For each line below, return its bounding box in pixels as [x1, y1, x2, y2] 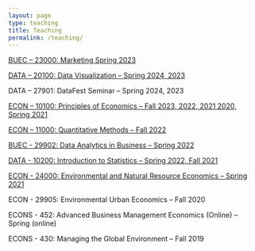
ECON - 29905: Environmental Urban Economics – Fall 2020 [8, 195, 206, 204]
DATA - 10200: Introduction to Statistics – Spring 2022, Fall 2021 [8, 156, 218, 165]
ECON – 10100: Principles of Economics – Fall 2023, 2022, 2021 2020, [8, 101, 237, 111]
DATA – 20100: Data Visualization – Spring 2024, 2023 [8, 70, 185, 80]
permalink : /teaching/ [8, 33, 83, 42]
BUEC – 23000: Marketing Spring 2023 [8, 55, 137, 65]
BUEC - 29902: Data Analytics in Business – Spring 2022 [8, 140, 195, 150]
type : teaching [8, 19, 59, 27]
